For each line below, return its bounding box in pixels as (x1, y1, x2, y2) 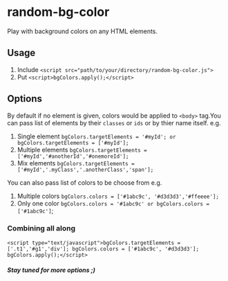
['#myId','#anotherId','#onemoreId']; (17, 153, 129, 160)
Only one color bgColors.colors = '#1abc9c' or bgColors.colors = (17, 199, 209, 208)
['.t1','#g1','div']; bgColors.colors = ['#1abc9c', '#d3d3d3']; (7, 245, 199, 253)
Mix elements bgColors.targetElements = (17, 158, 135, 167)
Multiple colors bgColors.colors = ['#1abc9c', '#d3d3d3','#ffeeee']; (17, 192, 220, 200)
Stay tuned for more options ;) (7, 266, 95, 274)
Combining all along (7, 224, 76, 233)
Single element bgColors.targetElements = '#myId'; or (17, 132, 176, 140)
